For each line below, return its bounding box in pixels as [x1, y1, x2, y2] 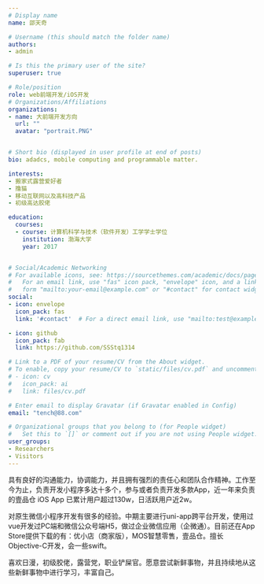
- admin [8, 48, 34, 56]
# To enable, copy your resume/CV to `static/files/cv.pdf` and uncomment [8, 365, 258, 374]
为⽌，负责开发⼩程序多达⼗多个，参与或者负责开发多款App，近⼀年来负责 [14, 485, 255, 494]
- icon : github [8, 329, 58, 337]
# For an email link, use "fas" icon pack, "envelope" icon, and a [8, 279, 241, 286]
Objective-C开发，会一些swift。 [8, 541, 112, 550]
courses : [15, 221, 44, 229]
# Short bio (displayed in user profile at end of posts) [8, 149, 202, 157]
